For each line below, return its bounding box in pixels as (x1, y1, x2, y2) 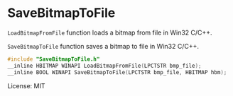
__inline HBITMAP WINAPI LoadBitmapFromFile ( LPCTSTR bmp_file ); (7, 62, 202, 69)
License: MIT (7, 81, 45, 90)
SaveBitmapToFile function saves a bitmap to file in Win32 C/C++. (7, 42, 199, 50)
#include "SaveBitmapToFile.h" (7, 55, 100, 63)
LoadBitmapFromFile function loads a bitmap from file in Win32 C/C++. (7, 28, 212, 37)
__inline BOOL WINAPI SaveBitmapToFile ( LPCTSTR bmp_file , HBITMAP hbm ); (7, 68, 227, 76)
